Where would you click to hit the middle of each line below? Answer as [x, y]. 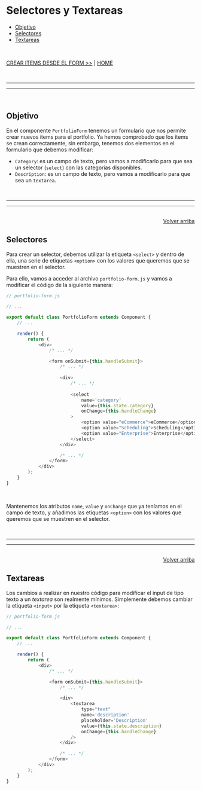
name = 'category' [101, 400]
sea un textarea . [36, 180]
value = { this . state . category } [117, 405]
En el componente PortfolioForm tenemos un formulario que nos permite [96, 130]
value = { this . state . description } [121, 726]
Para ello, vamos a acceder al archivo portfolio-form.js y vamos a [89, 278]
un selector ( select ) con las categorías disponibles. [78, 167]
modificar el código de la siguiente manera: [60, 285]
